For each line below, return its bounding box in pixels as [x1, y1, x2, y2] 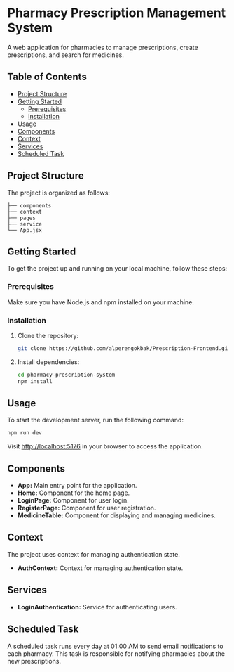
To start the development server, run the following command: [7, 416, 184, 425]
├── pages [7, 214, 36, 221]
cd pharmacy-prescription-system [17, 371, 116, 378]
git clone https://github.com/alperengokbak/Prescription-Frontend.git [17, 344, 231, 352]
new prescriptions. [7, 657, 62, 665]
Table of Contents [7, 71, 88, 83]
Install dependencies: [17, 357, 80, 366]
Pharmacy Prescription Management [7, 5, 226, 21]
